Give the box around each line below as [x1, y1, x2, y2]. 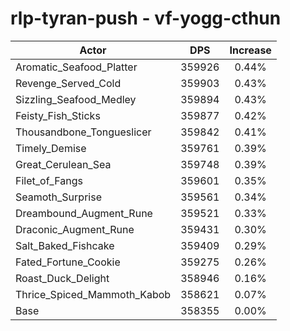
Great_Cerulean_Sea [15, 157, 112, 171]
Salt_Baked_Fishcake [15, 238, 115, 252]
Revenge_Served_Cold [15, 76, 122, 90]
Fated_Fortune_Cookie [15, 255, 121, 269]
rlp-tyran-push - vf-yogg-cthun [10, 7, 282, 30]
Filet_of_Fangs [15, 173, 83, 187]
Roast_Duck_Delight [15, 271, 110, 285]
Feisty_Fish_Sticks [15, 108, 101, 122]
